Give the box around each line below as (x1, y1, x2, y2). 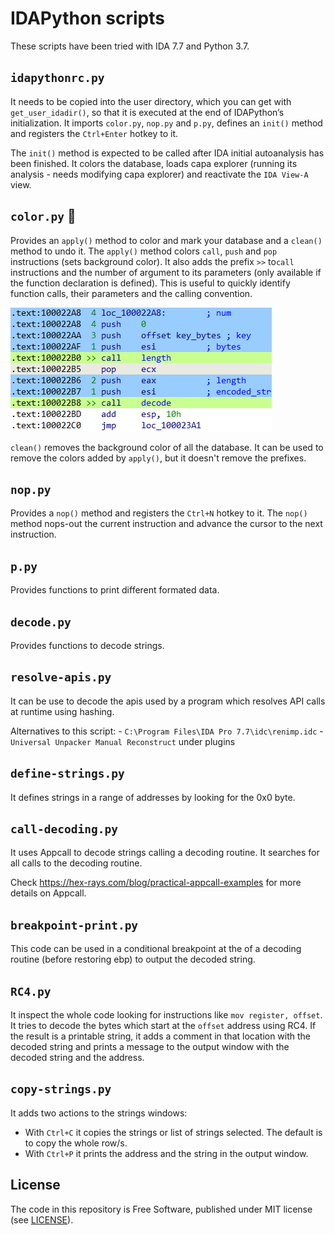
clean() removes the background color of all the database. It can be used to (10, 441, 324, 453)
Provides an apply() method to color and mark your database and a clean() (10, 234, 323, 246)
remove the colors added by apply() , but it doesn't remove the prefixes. (10, 452, 307, 464)
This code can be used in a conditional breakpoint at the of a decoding (10, 943, 302, 955)
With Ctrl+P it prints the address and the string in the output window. (24, 1147, 309, 1159)
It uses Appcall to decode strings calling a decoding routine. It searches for (10, 847, 320, 859)
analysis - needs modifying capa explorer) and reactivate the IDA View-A (10, 168, 309, 180)
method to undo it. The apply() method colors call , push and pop (10, 245, 278, 257)
